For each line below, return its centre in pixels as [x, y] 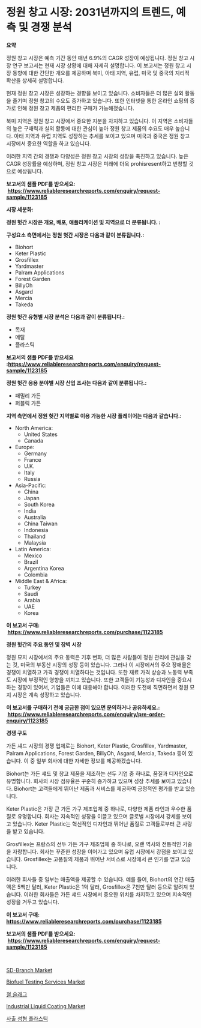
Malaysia [35, 543]
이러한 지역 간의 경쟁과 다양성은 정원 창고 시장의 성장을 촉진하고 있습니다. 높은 [97, 156]
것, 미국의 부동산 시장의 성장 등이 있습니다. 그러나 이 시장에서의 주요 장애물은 [102, 665]
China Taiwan [41, 524]
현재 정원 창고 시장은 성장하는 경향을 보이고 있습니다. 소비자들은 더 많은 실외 [95, 93]
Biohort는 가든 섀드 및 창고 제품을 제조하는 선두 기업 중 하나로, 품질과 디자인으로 [100, 773]
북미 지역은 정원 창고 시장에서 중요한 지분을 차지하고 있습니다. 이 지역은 [89, 121]
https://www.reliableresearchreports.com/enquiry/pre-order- [86, 714]
